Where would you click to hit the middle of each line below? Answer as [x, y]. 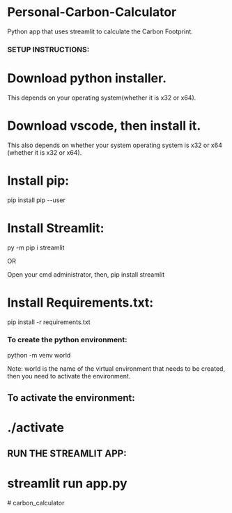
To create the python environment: [67, 340]
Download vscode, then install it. [104, 125]
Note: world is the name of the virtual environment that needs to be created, [116, 368]
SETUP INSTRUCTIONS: [48, 49]
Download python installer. [87, 78]
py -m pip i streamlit [36, 247]
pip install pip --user [37, 200]
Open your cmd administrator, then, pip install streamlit [86, 274]
